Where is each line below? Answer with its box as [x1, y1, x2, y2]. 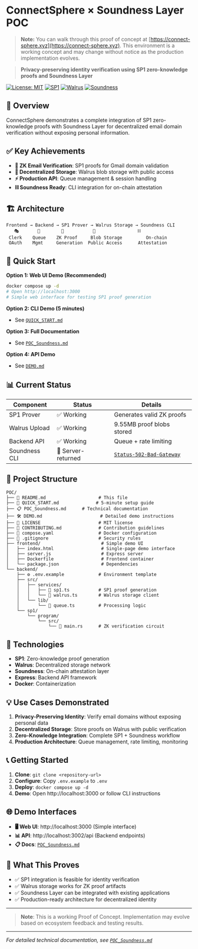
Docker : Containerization [14, 680, 76, 687]
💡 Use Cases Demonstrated [6, 697, 109, 707]
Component [13, 400, 47, 408]
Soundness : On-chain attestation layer [14, 668, 110, 675]
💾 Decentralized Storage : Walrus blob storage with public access [14, 168, 174, 175]
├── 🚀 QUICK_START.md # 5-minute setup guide [6, 500, 154, 506]
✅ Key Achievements [6, 146, 85, 157]
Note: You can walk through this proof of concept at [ [20, 35, 151, 43]
